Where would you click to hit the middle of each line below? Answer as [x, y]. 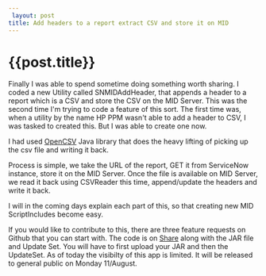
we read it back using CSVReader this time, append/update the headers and [133, 182]
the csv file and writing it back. [59, 150]
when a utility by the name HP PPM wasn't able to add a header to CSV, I [127, 118]
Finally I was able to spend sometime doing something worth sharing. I [124, 84]
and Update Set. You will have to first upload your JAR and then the [118, 247]
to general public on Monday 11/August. [73, 263]
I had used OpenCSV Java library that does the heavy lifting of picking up [128, 142]
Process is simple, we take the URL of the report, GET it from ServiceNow [129, 165]
